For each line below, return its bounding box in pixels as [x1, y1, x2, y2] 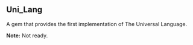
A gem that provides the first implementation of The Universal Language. [6, 20, 188, 27]
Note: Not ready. [6, 32, 48, 39]
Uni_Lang [6, 5, 43, 15]
